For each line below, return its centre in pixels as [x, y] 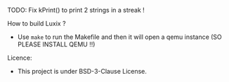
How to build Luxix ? [37, 23]
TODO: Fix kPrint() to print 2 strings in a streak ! [76, 10]
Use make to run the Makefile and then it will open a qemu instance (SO [120, 37]
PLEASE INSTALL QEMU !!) [56, 44]
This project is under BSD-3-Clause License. [82, 71]
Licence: [20, 58]
